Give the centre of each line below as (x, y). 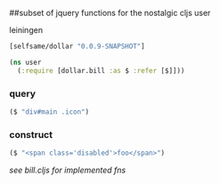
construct (31, 134)
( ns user (25, 62)
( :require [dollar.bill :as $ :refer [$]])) (101, 70)
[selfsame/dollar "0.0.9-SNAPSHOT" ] (77, 46)
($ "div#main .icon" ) (49, 112)
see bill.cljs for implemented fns (68, 170)
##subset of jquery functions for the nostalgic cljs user (110, 13)
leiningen (26, 30)
